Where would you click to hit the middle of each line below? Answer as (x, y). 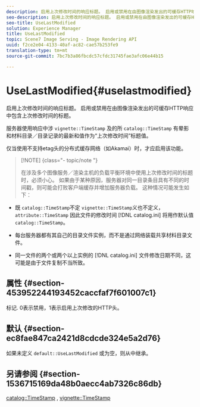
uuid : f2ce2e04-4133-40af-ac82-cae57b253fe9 (62, 45)
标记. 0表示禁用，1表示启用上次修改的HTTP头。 (64, 308)
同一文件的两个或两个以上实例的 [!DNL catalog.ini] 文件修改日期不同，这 (103, 255)
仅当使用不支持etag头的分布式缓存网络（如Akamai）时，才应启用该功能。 (96, 148)
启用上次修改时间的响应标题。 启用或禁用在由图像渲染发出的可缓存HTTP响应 (100, 108)
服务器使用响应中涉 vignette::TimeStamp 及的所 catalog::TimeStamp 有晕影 (98, 128)
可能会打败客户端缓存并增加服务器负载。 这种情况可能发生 (113, 187)
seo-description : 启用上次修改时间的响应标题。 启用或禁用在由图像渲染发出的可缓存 (99, 17)
